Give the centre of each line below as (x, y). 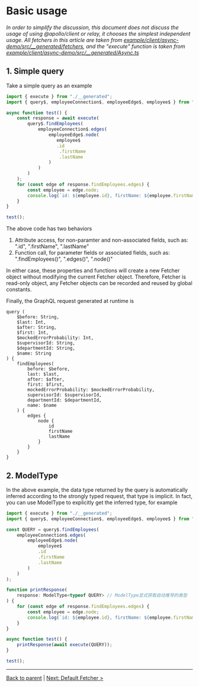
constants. (19, 290)
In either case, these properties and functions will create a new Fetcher (93, 271)
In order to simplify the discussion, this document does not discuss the (92, 27)
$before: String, (38, 317)
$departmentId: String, (46, 349)
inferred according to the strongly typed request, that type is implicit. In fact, (99, 496)
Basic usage (37, 11)
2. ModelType (32, 475)
